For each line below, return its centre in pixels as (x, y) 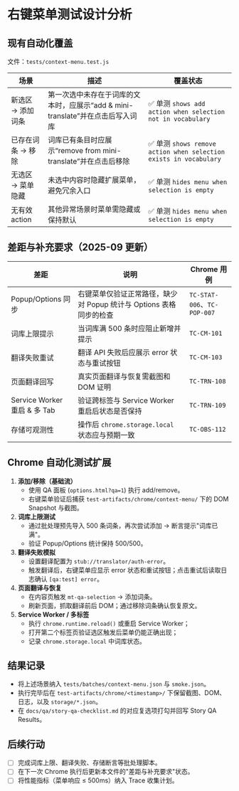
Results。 (32, 720)
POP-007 (202, 313)
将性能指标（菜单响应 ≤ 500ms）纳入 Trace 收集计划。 (98, 780)
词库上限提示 (33, 334)
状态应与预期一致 (106, 435)
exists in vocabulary (185, 159)
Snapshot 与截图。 (55, 508)
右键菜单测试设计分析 (70, 15)
